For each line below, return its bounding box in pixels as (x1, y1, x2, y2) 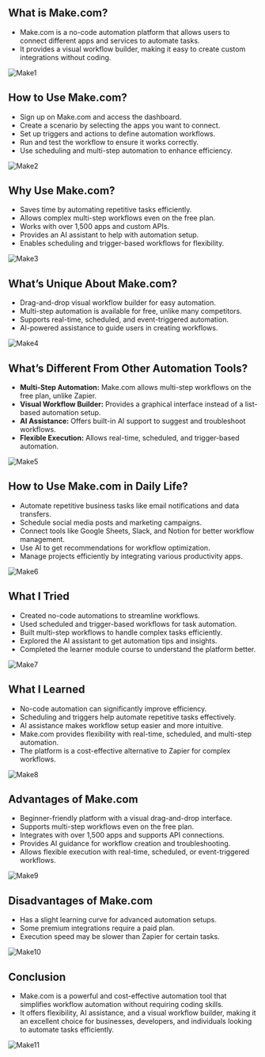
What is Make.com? (8, 6, 108, 20)
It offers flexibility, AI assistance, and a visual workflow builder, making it (19, 1008, 256, 1017)
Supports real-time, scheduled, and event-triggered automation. (19, 315, 229, 324)
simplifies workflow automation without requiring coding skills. (19, 999, 224, 1009)
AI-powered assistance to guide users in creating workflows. (19, 323, 218, 333)
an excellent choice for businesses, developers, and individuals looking (19, 1016, 252, 1025)
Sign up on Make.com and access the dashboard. (19, 112, 182, 121)
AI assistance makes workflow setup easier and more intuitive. (19, 720, 224, 730)
